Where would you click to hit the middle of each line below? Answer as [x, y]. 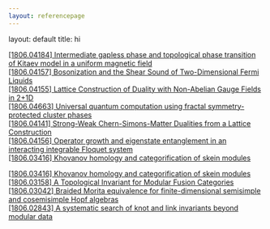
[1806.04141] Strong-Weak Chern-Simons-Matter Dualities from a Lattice [130, 123]
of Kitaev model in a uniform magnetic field [80, 63]
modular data [30, 216]
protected [25, 115]
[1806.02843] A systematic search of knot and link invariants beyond [124, 208]
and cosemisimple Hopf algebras [64, 199]
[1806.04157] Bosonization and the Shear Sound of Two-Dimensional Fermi [134, 72]
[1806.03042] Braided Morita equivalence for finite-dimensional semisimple [135, 190]
